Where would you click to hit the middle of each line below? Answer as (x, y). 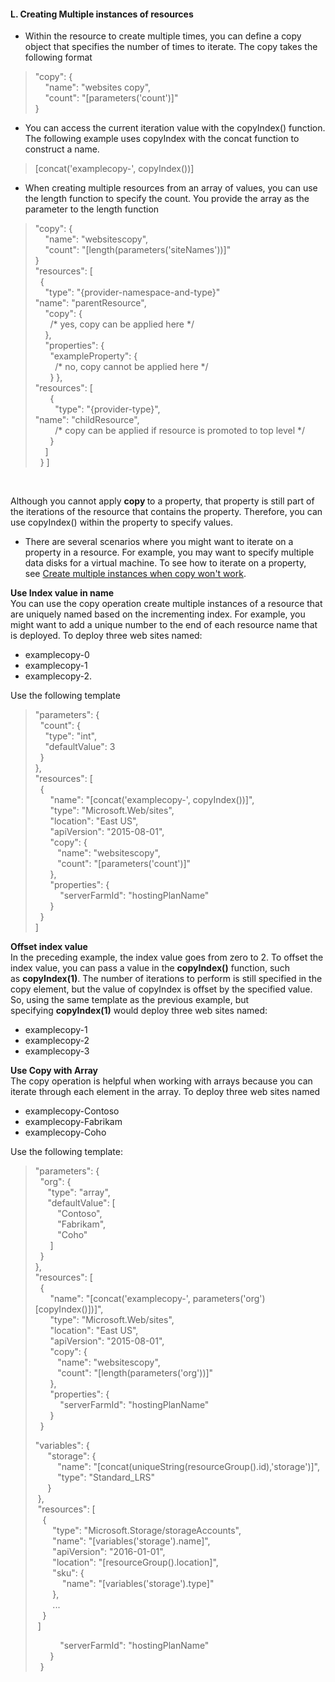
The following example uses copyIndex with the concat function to (162, 139)
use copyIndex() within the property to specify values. (121, 522)
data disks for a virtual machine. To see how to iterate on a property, (165, 563)
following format (58, 57)
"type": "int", (70, 736)
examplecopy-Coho (65, 1132)
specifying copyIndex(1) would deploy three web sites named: (139, 1011)
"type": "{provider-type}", (107, 409)
